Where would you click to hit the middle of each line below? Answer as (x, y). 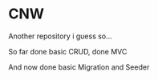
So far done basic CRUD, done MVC (68, 51)
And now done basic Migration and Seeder (79, 67)
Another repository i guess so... (60, 36)
